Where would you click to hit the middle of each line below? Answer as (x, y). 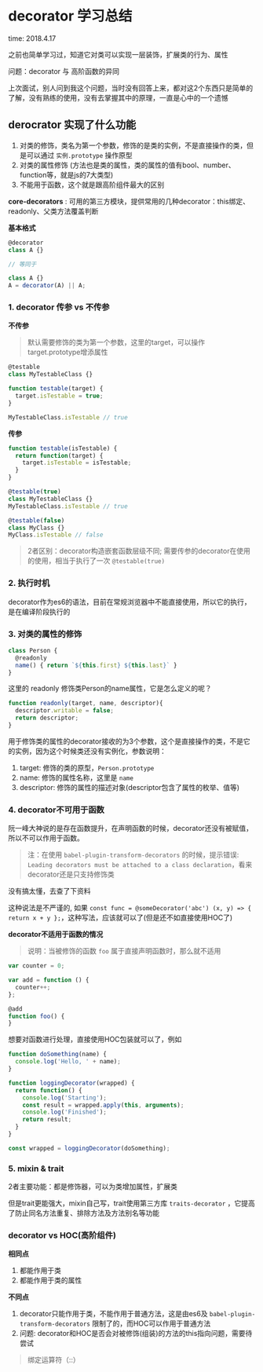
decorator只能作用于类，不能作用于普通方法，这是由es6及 (113, 1314)
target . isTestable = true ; (59, 396)
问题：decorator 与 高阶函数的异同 (64, 71)
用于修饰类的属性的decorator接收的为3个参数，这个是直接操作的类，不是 (126, 741)
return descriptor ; (47, 718)
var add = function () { (49, 980)
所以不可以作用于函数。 (46, 838)
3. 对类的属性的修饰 (45, 634)
